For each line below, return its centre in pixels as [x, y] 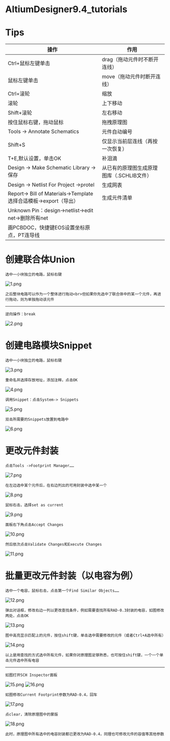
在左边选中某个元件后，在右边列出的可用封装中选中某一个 [56, 485]
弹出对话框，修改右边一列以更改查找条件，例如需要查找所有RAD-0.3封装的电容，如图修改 [85, 610]
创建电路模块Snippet [49, 346]
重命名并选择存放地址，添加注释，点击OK [41, 380]
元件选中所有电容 [24, 660]
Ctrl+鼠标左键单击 [29, 63]
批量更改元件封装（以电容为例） [72, 576]
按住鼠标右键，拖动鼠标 [36, 122]
